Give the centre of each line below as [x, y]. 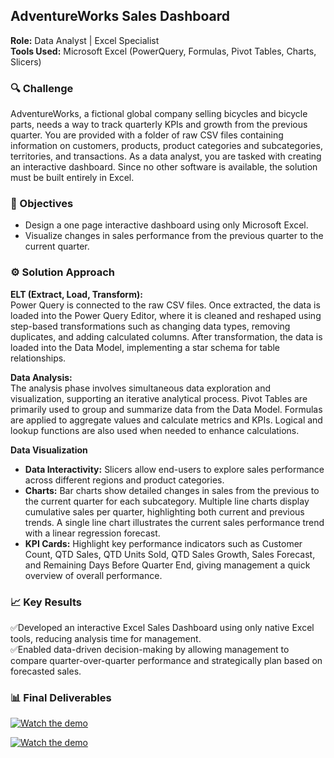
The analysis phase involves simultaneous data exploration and [141, 388]
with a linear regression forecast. [92, 533]
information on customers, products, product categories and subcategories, [166, 146]
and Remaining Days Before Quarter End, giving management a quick [167, 565]
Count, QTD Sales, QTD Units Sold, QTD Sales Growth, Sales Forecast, [170, 554]
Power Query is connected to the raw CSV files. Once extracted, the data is [165, 305]
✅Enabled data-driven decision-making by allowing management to [150, 649]
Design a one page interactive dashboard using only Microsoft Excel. [166, 225]
